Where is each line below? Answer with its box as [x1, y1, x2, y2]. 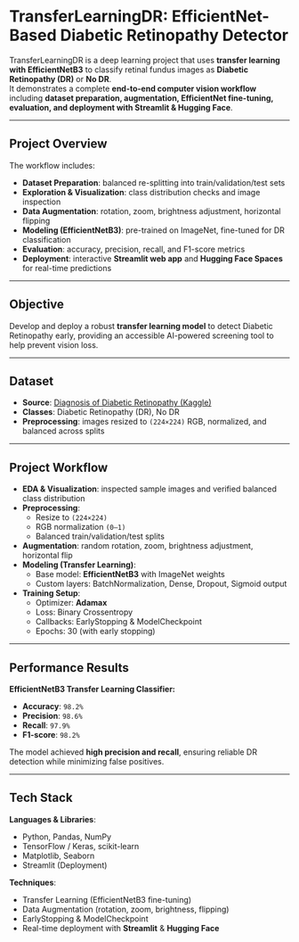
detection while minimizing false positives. [9, 756, 165, 766]
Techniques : [9, 877, 56, 888]
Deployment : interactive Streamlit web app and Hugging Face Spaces [21, 252, 283, 264]
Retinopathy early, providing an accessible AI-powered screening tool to [9, 330, 274, 341]
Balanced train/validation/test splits [35, 531, 165, 541]
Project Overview [9, 136, 108, 152]
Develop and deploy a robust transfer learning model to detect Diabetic [9, 320, 273, 331]
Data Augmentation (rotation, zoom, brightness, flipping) [21, 904, 230, 914]
